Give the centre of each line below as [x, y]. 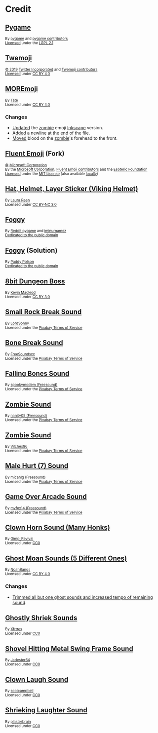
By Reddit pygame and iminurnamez [36, 231]
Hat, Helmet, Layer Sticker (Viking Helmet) [72, 189]
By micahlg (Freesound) [25, 477]
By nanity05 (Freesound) [26, 416]
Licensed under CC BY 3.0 [28, 297]
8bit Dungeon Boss [35, 281]
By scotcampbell [19, 691]
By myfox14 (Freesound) [26, 508]
